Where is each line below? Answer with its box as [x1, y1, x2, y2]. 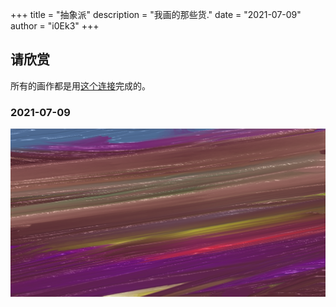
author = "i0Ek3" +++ [10, 20, 100, 32]
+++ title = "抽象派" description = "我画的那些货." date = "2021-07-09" [10, 9, 302, 20]
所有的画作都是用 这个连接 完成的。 [10, 79, 151, 92]
